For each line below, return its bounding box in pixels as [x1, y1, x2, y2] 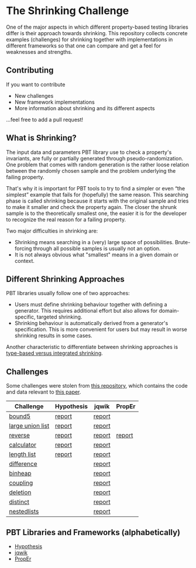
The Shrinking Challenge [6, 4, 129, 18]
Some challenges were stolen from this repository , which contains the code [6, 382, 188, 389]
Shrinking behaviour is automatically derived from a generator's [14, 320, 169, 327]
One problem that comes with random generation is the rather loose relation [6, 161, 189, 168]
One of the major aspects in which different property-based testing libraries [6, 23, 188, 30]
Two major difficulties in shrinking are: [6, 227, 98, 234]
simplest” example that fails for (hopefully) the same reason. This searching [6, 191, 189, 198]
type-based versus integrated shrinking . [6, 350, 104, 357]
